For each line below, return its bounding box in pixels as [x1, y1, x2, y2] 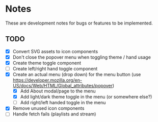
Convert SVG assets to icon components [12, 48, 98, 54]
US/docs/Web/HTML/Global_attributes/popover [12, 83, 113, 89]
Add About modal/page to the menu [20, 88, 96, 94]
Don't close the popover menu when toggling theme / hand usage [12, 54, 151, 60]
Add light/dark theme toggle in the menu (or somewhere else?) [20, 94, 152, 100]
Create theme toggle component [12, 60, 82, 66]
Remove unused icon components [12, 105, 85, 111]
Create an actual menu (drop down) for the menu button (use [12, 71, 141, 77]
